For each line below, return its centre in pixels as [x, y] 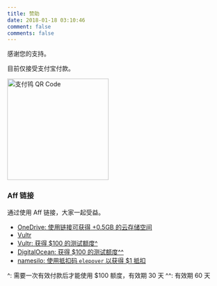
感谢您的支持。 [29, 54]
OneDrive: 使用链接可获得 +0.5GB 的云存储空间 [85, 227]
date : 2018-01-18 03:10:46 [46, 20]
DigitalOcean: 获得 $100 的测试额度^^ [70, 252]
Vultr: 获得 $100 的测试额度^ [57, 243]
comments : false [31, 33]
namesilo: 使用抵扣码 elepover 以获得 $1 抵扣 [81, 260]
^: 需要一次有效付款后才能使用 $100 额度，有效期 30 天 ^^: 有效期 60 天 [109, 275]
